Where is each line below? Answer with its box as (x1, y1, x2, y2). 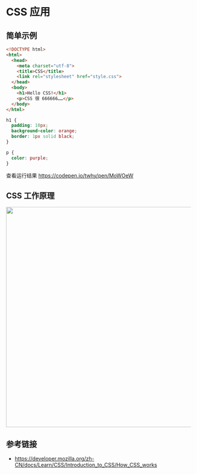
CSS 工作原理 (6, 190, 55, 200)
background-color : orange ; (11, 128, 77, 134)
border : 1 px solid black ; (11, 133, 75, 140)
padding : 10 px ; (11, 123, 49, 129)
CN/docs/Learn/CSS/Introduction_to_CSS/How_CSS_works (14, 462, 157, 469)
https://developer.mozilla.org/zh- (14, 455, 95, 462)
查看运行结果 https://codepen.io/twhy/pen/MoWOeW (6, 172, 134, 179)
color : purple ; (11, 155, 49, 161)
